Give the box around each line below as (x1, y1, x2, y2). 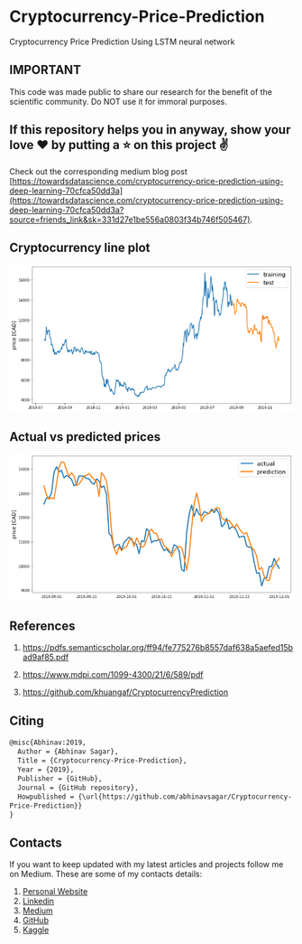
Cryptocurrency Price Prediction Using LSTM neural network (9, 36, 235, 47)
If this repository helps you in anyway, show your (9, 122, 291, 137)
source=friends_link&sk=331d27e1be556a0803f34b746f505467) (9, 214, 251, 225)
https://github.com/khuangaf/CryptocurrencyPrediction (22, 687, 229, 697)
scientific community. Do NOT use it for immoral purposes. (9, 96, 227, 107)
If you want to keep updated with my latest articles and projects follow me (9, 859, 284, 870)
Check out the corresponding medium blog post (9, 165, 188, 177)
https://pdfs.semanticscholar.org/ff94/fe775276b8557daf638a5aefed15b (22, 642, 294, 653)
